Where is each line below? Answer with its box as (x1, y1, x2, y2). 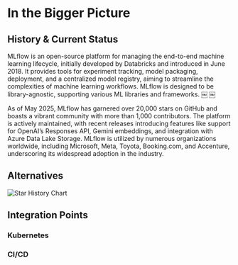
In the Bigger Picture (7, 5, 131, 21)
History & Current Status (7, 33, 119, 45)
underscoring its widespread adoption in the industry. (7, 150, 165, 157)
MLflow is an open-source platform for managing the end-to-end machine (7, 52, 225, 60)
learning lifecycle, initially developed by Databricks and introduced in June (7, 60, 225, 68)
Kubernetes (7, 230, 49, 240)
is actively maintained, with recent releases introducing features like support (7, 119, 231, 128)
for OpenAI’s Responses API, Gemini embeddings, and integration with (7, 127, 213, 135)
